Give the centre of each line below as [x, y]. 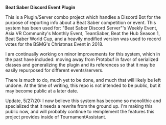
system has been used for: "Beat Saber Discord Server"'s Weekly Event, [81, 28]
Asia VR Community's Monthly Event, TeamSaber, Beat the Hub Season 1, [82, 33]
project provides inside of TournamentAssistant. [56, 117]
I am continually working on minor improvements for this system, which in [83, 54]
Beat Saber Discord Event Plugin [40, 7]
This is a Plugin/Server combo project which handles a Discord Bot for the [83, 17]
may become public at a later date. [42, 91]
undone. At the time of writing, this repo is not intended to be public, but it [83, 85]
